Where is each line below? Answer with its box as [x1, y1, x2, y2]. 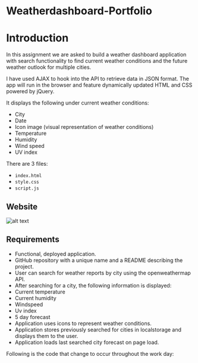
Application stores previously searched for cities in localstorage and [14, 326, 182, 333]
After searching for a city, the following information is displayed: [14, 282, 172, 289]
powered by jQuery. [6, 88, 55, 95]
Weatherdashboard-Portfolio [6, 4, 153, 18]
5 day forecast [14, 313, 51, 320]
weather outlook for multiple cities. [6, 64, 92, 71]
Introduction [6, 31, 69, 45]
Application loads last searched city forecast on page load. [14, 339, 159, 346]
